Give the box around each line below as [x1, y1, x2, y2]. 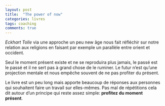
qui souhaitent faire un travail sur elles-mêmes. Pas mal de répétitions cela [5, 85, 157, 91]
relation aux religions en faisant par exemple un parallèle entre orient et [5, 45, 150, 51]
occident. [5, 50, 25, 56]
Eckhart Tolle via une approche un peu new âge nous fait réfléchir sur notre [5, 39, 159, 45]
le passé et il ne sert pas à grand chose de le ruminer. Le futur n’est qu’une [5, 65, 158, 71]
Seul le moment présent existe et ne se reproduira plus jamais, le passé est [5, 59, 158, 65]
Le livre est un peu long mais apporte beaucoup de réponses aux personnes [5, 80, 161, 86]
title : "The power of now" [5, 12, 63, 17]
